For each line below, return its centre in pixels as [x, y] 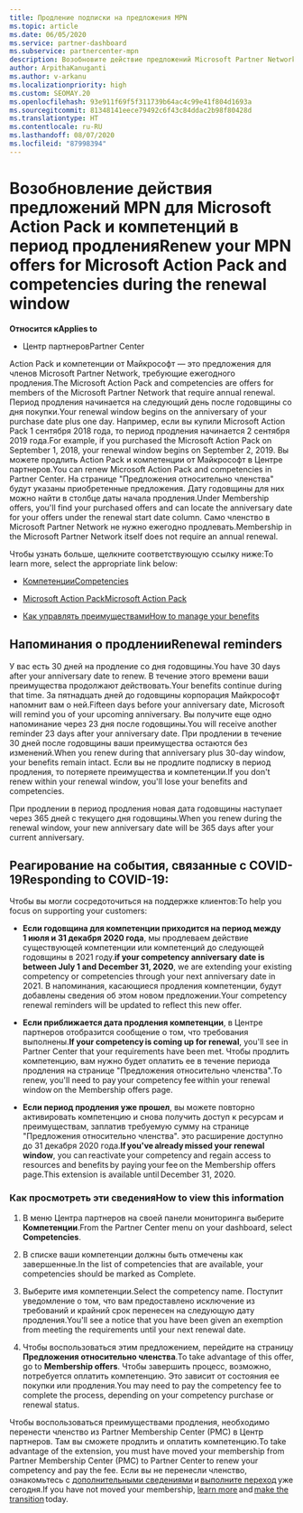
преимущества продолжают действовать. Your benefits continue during [146, 685]
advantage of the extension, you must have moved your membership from [147, 1451]
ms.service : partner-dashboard [68, 43]
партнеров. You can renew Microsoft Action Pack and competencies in [141, 469]
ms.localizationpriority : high [68, 85]
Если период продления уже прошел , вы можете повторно [138, 1107]
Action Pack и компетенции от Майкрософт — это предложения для [140, 363]
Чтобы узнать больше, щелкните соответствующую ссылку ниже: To [141, 554]
